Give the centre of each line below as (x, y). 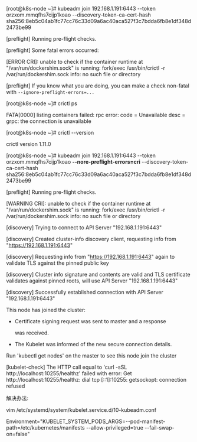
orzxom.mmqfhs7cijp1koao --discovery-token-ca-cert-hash (79, 15)
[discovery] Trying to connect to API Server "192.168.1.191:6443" (84, 227)
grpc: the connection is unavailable (49, 121)
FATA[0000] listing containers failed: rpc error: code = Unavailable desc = (96, 115)
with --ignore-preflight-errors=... (50, 92)
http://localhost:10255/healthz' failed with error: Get (69, 373)
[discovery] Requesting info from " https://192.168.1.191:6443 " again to (91, 257)
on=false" (18, 434)
